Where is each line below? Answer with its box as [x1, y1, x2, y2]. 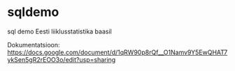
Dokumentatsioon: [7, 40, 60, 49]
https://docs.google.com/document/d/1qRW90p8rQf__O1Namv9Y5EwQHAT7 [7, 48, 228, 56]
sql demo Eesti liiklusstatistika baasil [7, 27, 112, 35]
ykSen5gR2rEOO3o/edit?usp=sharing [7, 55, 116, 63]
